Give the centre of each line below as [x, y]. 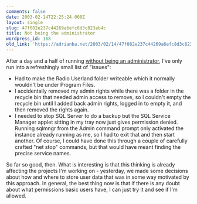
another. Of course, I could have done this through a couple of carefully [101, 141]
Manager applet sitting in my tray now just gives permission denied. [96, 122]
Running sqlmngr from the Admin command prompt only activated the [99, 128]
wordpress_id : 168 [28, 39]
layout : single [25, 22]
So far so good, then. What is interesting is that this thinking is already [91, 164]
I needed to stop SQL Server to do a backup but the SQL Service [93, 115]
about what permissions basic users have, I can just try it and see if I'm [92, 189]
